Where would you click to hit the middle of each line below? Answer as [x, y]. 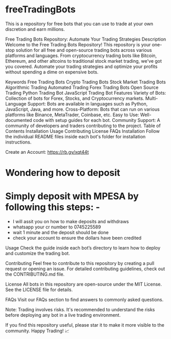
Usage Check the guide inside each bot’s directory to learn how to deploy [83, 248]
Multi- [152, 98]
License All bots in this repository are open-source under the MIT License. [84, 284]
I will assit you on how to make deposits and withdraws [71, 222]
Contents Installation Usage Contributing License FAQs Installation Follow [82, 131]
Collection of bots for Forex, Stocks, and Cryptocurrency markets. [75, 98]
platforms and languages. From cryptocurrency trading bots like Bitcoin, [81, 56]
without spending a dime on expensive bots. [52, 72]
